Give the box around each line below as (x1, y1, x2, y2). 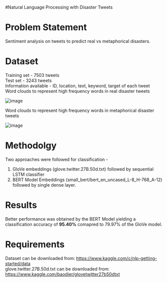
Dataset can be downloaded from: (5, 255, 75, 261)
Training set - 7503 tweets (5, 72, 60, 78)
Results (5, 200, 37, 211)
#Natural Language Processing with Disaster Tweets (5, 4, 113, 10)
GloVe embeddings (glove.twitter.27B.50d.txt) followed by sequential (12, 166, 154, 172)
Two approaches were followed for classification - (5, 156, 108, 162)
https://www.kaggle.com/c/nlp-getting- (76, 255, 157, 261)
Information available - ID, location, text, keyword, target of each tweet (5, 82, 151, 89)
